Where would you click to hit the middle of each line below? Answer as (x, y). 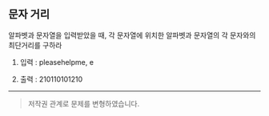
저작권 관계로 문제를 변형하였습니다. (84, 103)
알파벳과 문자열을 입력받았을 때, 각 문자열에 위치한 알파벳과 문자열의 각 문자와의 (132, 35)
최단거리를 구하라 (35, 45)
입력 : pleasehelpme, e (57, 62)
